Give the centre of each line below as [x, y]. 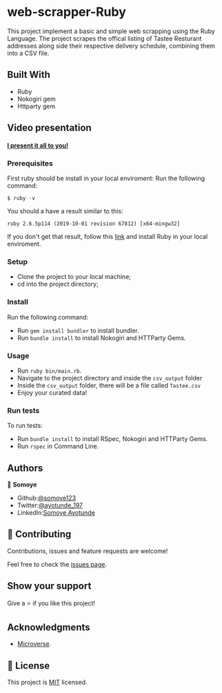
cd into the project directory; [58, 284]
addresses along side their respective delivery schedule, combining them [111, 46]
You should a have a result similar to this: [65, 211]
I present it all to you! [38, 145]
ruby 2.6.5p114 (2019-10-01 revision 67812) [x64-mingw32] [94, 224]
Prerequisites [30, 163]
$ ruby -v [21, 198]
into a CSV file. [28, 53]
